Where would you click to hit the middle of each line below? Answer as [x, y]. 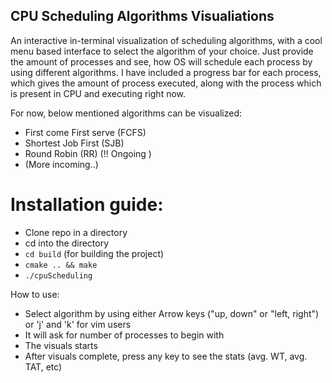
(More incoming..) [61, 164]
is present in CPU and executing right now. [98, 93]
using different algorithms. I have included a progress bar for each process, [166, 72]
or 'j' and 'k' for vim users [78, 324]
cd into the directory [67, 243]
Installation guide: [87, 205]
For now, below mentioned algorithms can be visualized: [126, 113]
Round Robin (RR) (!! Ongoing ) [88, 153]
